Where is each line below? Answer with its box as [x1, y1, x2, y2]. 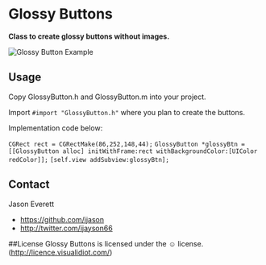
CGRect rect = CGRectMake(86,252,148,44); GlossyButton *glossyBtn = [8, 140, 246, 148]
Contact [8, 178, 50, 192]
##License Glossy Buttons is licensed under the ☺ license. [8, 238, 204, 248]
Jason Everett [8, 199, 55, 209]
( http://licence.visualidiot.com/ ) [8, 247, 113, 257]
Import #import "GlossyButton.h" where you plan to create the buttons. [8, 107, 246, 117]
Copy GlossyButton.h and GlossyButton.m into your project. [8, 92, 207, 101]
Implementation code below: [8, 122, 103, 133]
